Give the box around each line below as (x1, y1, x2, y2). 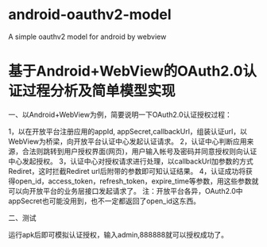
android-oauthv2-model (8, 6, 172, 24)
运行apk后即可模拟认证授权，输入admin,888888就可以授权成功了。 (8, 230, 229, 239)
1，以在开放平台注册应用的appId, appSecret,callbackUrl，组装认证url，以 (8, 126, 248, 136)
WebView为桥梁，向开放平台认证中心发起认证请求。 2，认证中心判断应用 (8, 137, 247, 146)
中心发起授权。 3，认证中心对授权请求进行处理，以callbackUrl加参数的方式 (8, 156, 253, 166)
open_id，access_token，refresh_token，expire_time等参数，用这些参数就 (14, 176, 259, 186)
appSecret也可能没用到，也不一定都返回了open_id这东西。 (8, 196, 201, 206)
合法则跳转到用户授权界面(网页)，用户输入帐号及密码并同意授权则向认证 (21, 146, 257, 156)
